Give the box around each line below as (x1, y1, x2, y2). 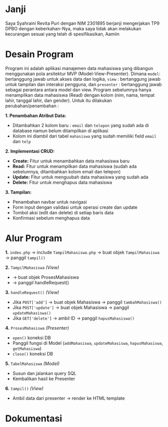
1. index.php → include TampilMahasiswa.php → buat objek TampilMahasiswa (5, 249, 160, 255)
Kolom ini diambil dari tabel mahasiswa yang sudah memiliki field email (12, 133, 157, 139)
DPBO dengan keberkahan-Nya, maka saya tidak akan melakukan (5, 25, 142, 31)
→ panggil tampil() (5, 255, 46, 261)
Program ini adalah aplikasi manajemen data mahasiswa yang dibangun (5, 65, 153, 71)
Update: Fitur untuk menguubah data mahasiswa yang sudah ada (12, 174, 148, 180)
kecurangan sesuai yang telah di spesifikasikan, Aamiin (5, 31, 120, 37)
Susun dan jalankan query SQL (12, 370, 77, 376)
